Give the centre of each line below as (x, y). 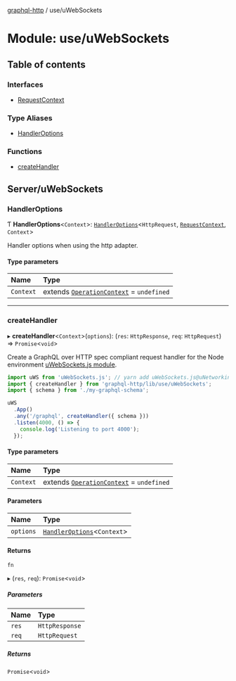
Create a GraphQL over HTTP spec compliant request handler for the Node (116, 357)
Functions (25, 152)
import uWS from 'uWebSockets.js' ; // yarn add (78, 377)
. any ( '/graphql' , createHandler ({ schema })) (81, 416)
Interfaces (25, 84)
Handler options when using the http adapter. (73, 246)
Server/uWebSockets (55, 189)
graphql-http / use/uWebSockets (55, 10)
